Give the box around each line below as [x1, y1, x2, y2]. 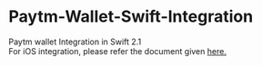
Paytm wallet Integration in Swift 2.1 [8, 36, 142, 47]
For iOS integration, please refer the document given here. [8, 45, 227, 56]
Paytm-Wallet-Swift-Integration [8, 6, 254, 27]
